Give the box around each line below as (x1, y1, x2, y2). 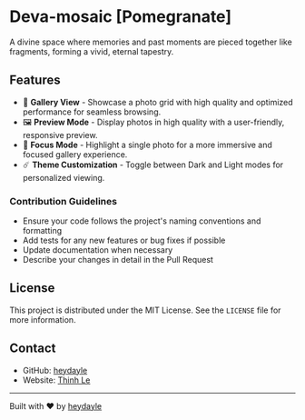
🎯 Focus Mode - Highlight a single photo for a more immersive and (22, 139, 272, 150)
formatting (22, 225, 62, 236)
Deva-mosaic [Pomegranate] (9, 6, 232, 27)
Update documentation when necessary (22, 245, 173, 255)
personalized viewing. (22, 172, 105, 183)
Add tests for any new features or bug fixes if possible (22, 235, 226, 246)
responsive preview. (22, 129, 98, 140)
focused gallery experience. (22, 148, 128, 160)
